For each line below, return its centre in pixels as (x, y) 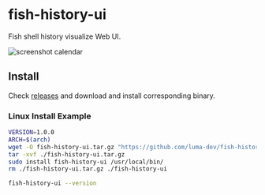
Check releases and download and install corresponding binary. (112, 96)
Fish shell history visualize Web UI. (65, 36)
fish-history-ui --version (52, 183)
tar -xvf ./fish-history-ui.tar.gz (67, 154)
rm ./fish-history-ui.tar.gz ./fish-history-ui (88, 169)
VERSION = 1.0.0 (32, 133)
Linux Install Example (50, 116)
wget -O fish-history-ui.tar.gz (61, 147)
